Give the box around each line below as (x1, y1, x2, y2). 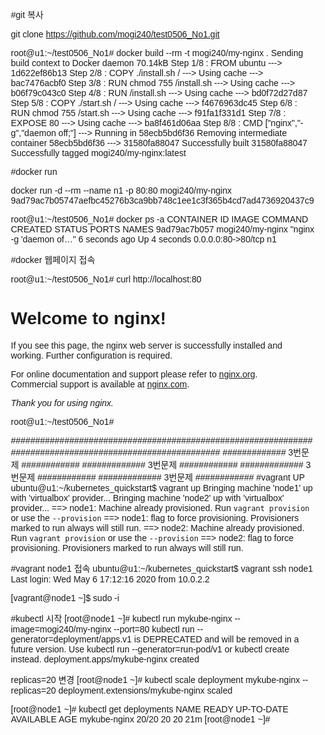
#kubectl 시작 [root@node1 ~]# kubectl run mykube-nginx (10, 613, 233, 624)
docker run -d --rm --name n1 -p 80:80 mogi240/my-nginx (10, 185, 233, 196)
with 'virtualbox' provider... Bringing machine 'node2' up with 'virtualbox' (10, 492, 285, 503)
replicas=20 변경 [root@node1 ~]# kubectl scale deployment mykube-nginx (10, 674, 301, 685)
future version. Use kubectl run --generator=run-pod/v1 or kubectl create (10, 643, 290, 655)
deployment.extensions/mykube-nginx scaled (57, 684, 233, 696)
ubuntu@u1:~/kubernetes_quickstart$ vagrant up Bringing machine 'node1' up (10, 482, 314, 493)
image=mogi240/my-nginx (10, 623, 112, 635)
